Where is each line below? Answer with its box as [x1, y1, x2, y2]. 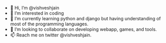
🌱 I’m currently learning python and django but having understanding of [10, 16, 161, 21]
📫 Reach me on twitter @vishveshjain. [10, 32, 92, 38]
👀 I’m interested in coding [10, 10, 64, 16]
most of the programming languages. [10, 21, 88, 27]
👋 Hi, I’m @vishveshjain [10, 5, 60, 11]
